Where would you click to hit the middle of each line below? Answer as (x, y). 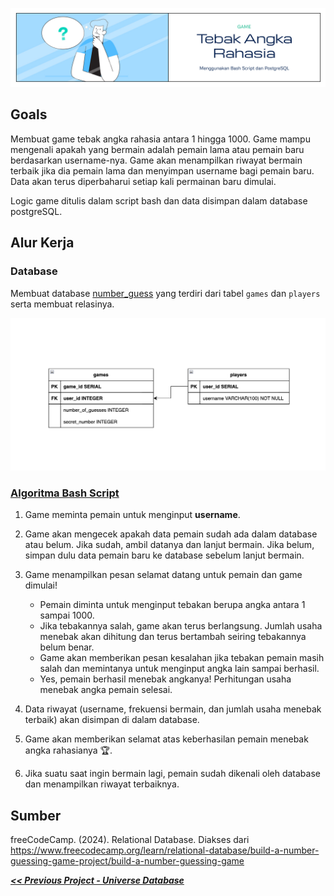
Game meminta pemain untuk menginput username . (132, 515)
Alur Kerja (42, 243)
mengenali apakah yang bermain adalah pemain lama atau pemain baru (157, 149)
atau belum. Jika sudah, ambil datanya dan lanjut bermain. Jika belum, (169, 545)
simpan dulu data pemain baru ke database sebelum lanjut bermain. (164, 555)
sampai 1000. (67, 615)
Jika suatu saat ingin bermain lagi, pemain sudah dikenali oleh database (172, 774)
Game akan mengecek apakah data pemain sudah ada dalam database (171, 534)
